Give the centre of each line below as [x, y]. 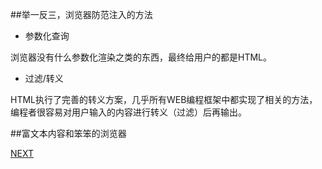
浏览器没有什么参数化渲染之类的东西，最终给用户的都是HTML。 [141, 57]
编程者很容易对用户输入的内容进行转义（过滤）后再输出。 [128, 112]
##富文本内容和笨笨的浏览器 [68, 133]
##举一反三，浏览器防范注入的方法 [81, 14]
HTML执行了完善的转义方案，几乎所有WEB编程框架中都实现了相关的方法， [164, 99]
